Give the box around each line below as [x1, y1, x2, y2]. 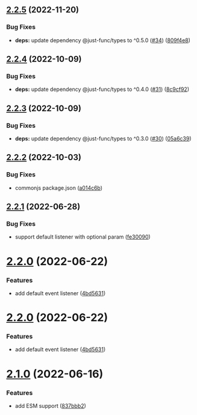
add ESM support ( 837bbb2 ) [14, 402, 86, 409]
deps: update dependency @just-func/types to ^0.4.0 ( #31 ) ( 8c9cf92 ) [14, 86, 190, 93]
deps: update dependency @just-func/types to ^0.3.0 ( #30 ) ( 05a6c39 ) [14, 135, 192, 142]
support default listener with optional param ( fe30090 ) [14, 233, 151, 240]
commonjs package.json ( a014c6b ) [14, 184, 103, 192]
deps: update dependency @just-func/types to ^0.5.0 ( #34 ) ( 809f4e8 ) [14, 36, 191, 44]
